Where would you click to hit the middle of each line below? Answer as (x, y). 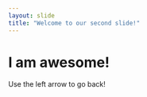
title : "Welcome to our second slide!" (74, 23)
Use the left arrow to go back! (57, 84)
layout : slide (32, 16)
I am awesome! (59, 62)
